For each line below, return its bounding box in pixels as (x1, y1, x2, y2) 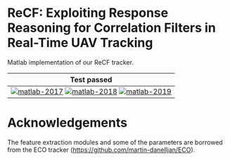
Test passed (70, 75, 113, 84)
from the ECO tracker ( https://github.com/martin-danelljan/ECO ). (7, 146, 196, 154)
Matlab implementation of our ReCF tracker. (7, 58, 134, 66)
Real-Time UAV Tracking (7, 35, 153, 51)
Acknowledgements (7, 115, 128, 131)
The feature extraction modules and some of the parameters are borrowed (7, 138, 223, 146)
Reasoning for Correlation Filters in (7, 20, 216, 36)
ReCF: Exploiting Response (7, 5, 169, 21)
